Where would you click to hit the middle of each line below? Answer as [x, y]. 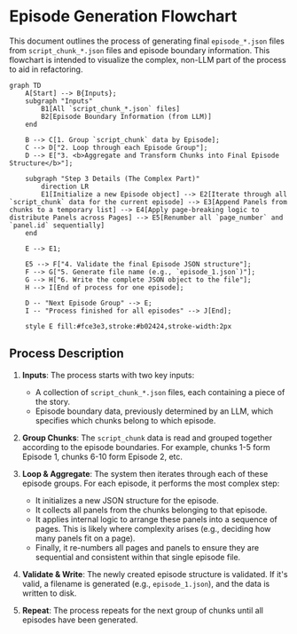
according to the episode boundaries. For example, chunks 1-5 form [146, 447]
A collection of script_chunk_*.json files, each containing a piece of [160, 392]
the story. [53, 401]
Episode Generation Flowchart [123, 16]
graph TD [25, 85]
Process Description [66, 354]
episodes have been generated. [80, 620]
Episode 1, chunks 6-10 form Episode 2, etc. [102, 456]
